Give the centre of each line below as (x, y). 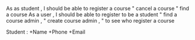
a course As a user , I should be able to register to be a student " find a (92, 14)
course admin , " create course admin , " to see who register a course (90, 21)
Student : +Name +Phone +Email (46, 32)
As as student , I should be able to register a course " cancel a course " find (98, 8)
